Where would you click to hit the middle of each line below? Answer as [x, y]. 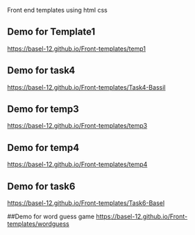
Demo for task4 [41, 71]
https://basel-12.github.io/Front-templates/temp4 [77, 164]
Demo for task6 [41, 186]
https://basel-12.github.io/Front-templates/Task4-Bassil [86, 87]
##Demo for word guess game [51, 217]
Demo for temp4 [43, 148]
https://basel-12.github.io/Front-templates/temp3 [77, 126]
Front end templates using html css [57, 10]
